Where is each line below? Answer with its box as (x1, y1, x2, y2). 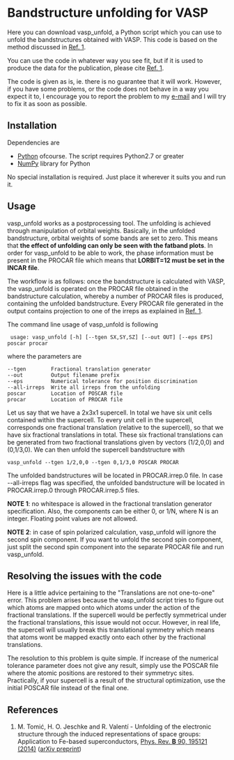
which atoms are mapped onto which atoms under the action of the (7, 604, 201, 612)
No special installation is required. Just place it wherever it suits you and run (7, 172, 226, 181)
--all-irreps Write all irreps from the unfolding (7, 384, 160, 391)
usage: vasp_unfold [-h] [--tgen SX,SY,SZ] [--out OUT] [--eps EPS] (10, 334, 214, 341)
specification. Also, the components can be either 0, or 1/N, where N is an (7, 507, 219, 515)
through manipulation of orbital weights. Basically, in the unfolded (7, 226, 196, 234)
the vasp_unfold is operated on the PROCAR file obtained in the (7, 284, 189, 292)
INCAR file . (7, 263, 40, 271)
